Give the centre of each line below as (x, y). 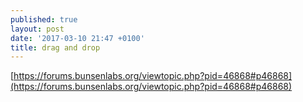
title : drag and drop (55, 47)
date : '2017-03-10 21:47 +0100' (77, 38)
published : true (44, 19)
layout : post (37, 29)
